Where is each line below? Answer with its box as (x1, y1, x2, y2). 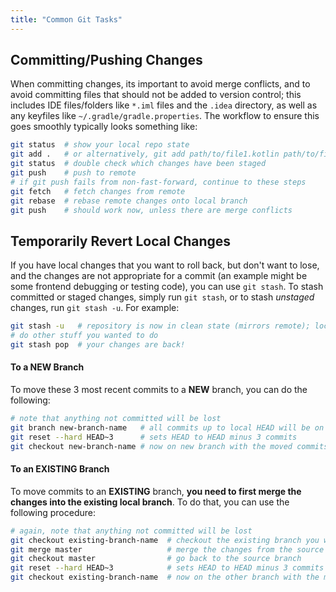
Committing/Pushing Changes (10, 52, 203, 69)
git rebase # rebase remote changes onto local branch (10, 196, 248, 206)
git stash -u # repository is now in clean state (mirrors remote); (10, 321, 311, 331)
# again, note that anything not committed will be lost (10, 526, 253, 536)
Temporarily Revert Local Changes (10, 232, 232, 250)
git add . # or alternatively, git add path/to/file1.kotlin (10, 149, 280, 160)
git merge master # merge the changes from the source (10, 544, 325, 555)
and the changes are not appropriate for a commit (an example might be (10, 270, 308, 282)
